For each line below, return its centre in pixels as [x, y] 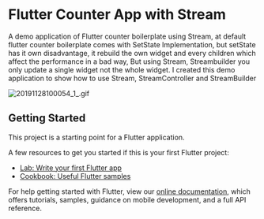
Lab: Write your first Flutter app [71, 168]
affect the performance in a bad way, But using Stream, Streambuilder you [129, 61]
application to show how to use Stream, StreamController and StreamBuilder [132, 78]
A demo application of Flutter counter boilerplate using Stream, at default [127, 36]
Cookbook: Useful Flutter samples [75, 176]
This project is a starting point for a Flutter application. [96, 137]
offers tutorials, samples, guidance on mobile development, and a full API [127, 199]
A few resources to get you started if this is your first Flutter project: [119, 152]
